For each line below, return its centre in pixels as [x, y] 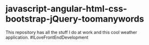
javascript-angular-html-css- [66, 9]
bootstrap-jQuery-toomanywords [75, 19]
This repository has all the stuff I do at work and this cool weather [71, 32]
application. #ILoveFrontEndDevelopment [47, 37]
